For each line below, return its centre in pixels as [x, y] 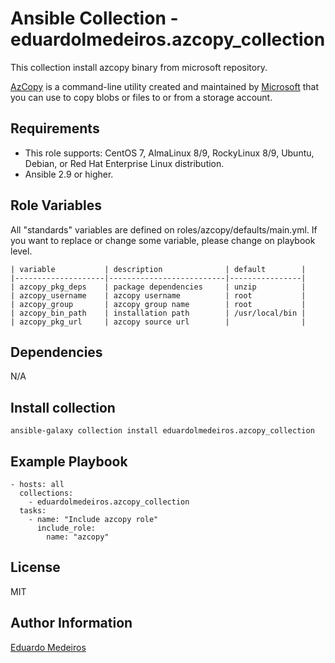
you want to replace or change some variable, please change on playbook [163, 240]
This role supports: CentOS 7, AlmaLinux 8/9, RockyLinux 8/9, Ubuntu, [169, 153]
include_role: [66, 528]
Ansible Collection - [94, 18]
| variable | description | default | [158, 269]
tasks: [33, 511]
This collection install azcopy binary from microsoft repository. [139, 67]
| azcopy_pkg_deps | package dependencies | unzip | [158, 287]
